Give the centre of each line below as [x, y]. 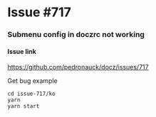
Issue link [22, 51]
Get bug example [33, 81]
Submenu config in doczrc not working [76, 35]
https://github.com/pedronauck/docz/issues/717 [78, 67]
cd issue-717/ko [31, 94]
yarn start [24, 106]
